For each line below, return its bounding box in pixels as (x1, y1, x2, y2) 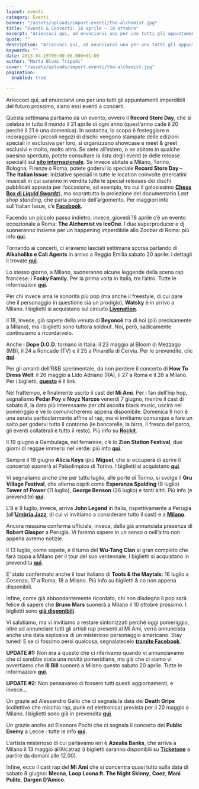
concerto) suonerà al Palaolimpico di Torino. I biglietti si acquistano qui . (6, 462, 181, 470)
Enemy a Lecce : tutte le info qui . (6, 728, 88, 735)
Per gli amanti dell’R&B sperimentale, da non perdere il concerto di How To (6, 365, 188, 372)
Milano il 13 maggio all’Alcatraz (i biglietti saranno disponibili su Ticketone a (6, 746, 191, 753)
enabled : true (11, 75, 46, 81)
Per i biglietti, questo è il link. (6, 378, 77, 385)
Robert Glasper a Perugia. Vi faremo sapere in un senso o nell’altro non (6, 529, 181, 536)
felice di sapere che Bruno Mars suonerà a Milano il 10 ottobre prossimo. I (6, 601, 187, 609)
